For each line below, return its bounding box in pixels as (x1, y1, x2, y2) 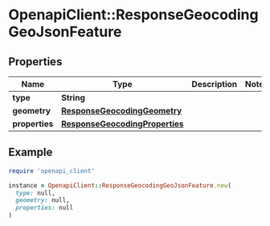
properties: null (15, 203, 74, 212)
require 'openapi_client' (8, 166, 95, 175)
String (61, 92, 86, 103)
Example (8, 146, 53, 159)
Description (191, 79, 238, 89)
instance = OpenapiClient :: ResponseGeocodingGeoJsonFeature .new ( (8, 181, 231, 190)
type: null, (15, 189, 56, 197)
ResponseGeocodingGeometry (61, 105, 182, 116)
